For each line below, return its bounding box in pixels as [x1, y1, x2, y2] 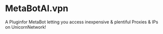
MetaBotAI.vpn [5, 3, 69, 14]
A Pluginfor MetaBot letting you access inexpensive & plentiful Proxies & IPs [5, 19, 159, 25]
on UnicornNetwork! [5, 24, 47, 30]
